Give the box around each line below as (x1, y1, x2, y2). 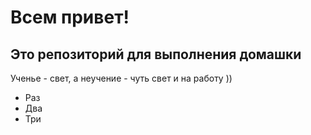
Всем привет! (10, 6, 130, 29)
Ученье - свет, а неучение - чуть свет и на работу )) (10, 72, 233, 84)
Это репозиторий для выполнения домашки (10, 46, 302, 63)
